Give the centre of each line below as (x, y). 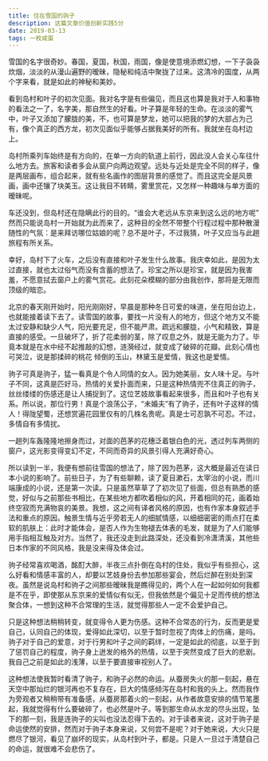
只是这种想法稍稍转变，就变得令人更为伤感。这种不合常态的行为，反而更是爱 (134, 622)
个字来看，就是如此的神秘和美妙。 (64, 82)
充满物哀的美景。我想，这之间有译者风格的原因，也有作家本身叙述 (144, 508)
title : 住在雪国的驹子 (42, 16)
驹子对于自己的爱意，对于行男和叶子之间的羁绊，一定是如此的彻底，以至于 (130, 642)
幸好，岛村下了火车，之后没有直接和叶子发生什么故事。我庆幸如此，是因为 (130, 260)
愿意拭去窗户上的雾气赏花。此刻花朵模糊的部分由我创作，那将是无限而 (144, 280)
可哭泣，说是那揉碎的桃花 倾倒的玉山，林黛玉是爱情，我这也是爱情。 (121, 357)
